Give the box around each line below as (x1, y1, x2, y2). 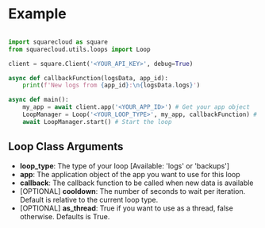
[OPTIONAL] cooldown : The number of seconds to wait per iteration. (19, 186, 246, 195)
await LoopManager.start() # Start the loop (22, 118, 172, 126)
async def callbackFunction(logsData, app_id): (8, 74, 169, 82)
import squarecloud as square (8, 37, 109, 46)
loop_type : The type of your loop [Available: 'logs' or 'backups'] (19, 160, 230, 171)
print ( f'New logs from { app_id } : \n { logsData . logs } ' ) (22, 81, 201, 90)
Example (8, 5, 67, 23)
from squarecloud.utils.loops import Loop (8, 45, 151, 53)
